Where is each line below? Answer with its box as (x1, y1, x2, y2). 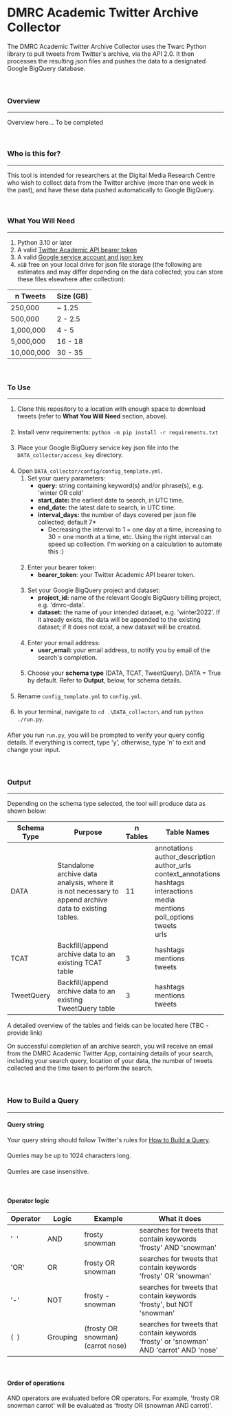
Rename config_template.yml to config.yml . (16, 691, 142, 700)
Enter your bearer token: (27, 563, 97, 572)
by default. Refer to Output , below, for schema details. (27, 676, 182, 685)
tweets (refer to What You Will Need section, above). (16, 412, 168, 421)
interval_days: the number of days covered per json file (37, 510, 197, 518)
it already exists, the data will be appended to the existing (37, 616, 201, 624)
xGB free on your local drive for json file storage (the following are (16, 260, 202, 268)
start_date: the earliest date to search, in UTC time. (37, 496, 184, 504)
